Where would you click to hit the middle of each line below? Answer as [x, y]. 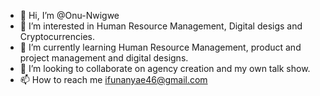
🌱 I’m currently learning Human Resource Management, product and [160, 47]
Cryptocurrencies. [57, 36]
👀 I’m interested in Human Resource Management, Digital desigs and [161, 26]
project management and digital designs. [104, 58]
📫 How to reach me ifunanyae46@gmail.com [113, 79]
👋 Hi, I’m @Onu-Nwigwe [69, 15]
